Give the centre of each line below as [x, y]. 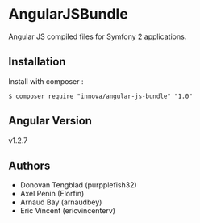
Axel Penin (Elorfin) [52, 194]
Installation [37, 62]
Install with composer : [46, 81]
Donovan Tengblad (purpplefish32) [78, 185]
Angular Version [50, 121]
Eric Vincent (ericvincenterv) [67, 211]
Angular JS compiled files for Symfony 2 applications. [98, 36]
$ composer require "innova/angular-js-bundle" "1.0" [101, 96]
